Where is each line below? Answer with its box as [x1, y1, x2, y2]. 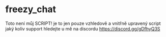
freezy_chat [5, 4, 57, 15]
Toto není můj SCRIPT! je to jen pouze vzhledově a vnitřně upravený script [5, 20, 161, 26]
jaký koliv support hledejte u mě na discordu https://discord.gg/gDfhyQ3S [5, 25, 160, 31]
